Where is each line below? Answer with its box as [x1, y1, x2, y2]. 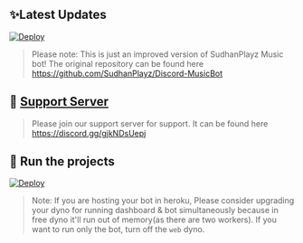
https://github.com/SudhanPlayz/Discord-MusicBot [31, 68, 223, 79]
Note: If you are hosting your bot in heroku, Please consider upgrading [31, 195, 295, 206]
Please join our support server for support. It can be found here [31, 117, 269, 129]
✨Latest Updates [9, 7, 107, 23]
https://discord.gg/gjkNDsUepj [31, 127, 147, 138]
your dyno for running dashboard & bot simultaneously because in [31, 205, 279, 216]
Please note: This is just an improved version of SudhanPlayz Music [31, 49, 284, 60]
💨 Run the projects [9, 154, 115, 170]
